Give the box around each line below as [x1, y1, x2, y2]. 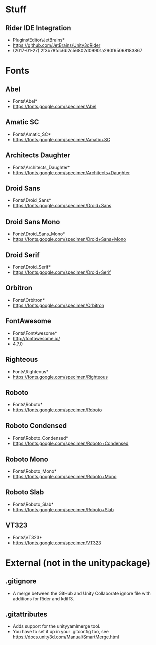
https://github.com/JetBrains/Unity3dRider [12, 42, 101, 48]
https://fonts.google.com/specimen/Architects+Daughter [12, 169, 130, 176]
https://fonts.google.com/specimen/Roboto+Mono [12, 473, 117, 479]
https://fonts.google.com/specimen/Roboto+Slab [12, 506, 114, 512]
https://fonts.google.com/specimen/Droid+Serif [12, 269, 111, 275]
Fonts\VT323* [12, 534, 43, 540]
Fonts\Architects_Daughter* [12, 164, 70, 170]
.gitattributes [5, 610, 48, 618]
